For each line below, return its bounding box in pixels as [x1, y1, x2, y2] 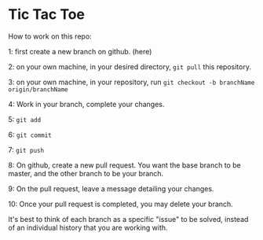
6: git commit [8, 130, 53, 139]
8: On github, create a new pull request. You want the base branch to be [8, 160, 241, 170]
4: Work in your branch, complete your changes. [8, 99, 165, 109]
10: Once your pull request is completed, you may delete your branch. [8, 199, 233, 209]
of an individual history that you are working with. [8, 223, 168, 232]
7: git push [8, 145, 45, 154]
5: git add [8, 114, 42, 124]
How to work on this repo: [8, 31, 92, 41]
